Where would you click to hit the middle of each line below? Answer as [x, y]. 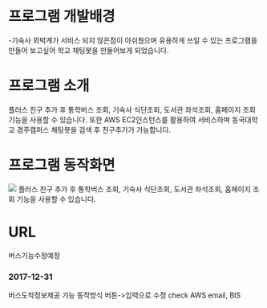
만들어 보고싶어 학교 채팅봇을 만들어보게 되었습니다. [89, 50]
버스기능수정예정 [34, 255]
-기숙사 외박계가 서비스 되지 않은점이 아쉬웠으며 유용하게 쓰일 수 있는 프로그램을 [133, 40]
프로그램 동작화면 [62, 165]
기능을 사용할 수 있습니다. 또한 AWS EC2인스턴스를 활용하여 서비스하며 [119, 119]
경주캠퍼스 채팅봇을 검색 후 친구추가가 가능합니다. [93, 129]
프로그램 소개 [49, 86]
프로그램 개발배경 [62, 16]
